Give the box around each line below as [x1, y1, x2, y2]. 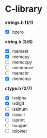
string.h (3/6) [5, 39, 33, 44]
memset [12, 48, 29, 54]
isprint [12, 117, 25, 123]
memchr [12, 70, 29, 76]
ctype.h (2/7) [5, 85, 32, 91]
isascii [12, 111, 25, 118]
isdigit [12, 100, 25, 106]
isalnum [12, 106, 28, 112]
